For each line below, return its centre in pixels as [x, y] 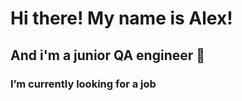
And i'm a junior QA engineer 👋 [108, 55]
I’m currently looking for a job [83, 84]
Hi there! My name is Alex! [121, 18]
